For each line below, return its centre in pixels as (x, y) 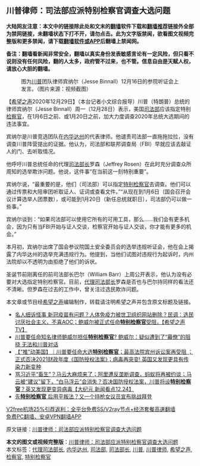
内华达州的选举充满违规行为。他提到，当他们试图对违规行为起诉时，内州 (105, 254)
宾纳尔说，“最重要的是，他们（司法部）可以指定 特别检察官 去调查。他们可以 (99, 184)
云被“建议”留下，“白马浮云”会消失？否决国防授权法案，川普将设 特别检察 (103, 381)
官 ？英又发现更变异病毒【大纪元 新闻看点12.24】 (74, 389)
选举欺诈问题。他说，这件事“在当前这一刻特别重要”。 (87, 171)
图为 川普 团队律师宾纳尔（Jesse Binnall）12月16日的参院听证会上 (100, 81)
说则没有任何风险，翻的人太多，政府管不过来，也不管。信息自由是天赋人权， (100, 61)
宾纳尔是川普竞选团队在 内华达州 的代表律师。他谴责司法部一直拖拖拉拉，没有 (100, 136)
